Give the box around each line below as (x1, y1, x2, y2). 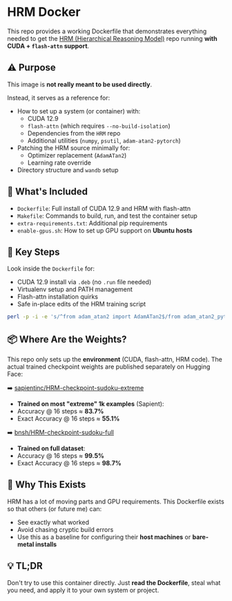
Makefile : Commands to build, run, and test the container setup (17, 212, 198, 220)
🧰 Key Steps (7, 246, 60, 258)
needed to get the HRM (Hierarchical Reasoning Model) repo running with (7, 34, 217, 42)
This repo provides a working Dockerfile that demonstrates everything (7, 27, 207, 35)
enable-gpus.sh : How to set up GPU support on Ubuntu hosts (17, 226, 193, 234)
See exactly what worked (17, 518, 90, 526)
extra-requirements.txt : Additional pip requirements (17, 219, 168, 227)
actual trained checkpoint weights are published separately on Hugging (7, 362, 211, 371)
